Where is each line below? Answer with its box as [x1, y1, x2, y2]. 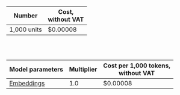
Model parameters [9, 66, 63, 73]
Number [13, 11, 38, 20]
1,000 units [9, 25, 42, 34]
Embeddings [9, 79, 45, 87]
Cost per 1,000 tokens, [103, 61, 170, 70]
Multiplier [69, 66, 98, 73]
